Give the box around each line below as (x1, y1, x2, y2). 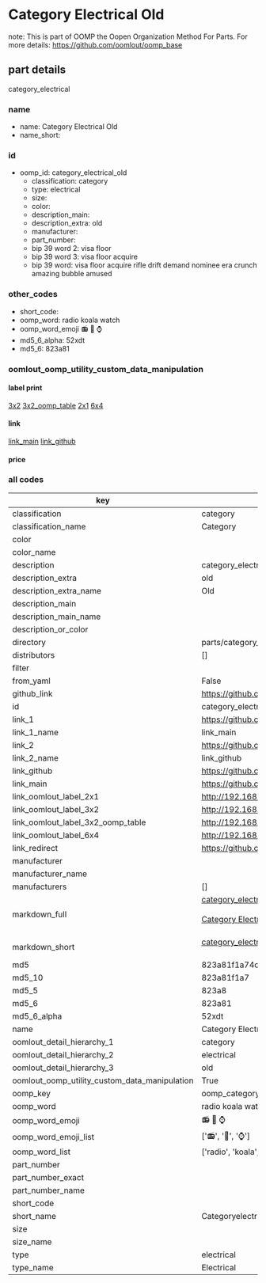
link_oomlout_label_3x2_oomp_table (12, 817, 146, 828)
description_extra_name (12, 585, 101, 596)
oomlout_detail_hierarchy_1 (12, 1036, 114, 1047)
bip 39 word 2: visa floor (31, 244, 112, 253)
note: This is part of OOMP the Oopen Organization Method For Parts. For (8, 32, 248, 41)
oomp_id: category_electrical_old (19, 168, 127, 177)
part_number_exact (12, 1171, 85, 1182)
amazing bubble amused (31, 269, 112, 279)
